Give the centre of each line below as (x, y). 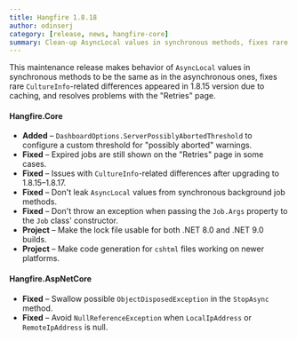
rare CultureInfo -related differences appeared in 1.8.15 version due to (137, 86)
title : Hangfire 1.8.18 (53, 17)
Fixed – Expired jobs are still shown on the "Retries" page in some (143, 155)
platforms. (41, 258)
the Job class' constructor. (70, 221)
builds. (34, 240)
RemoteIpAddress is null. (65, 327)
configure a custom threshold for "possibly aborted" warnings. (137, 145)
